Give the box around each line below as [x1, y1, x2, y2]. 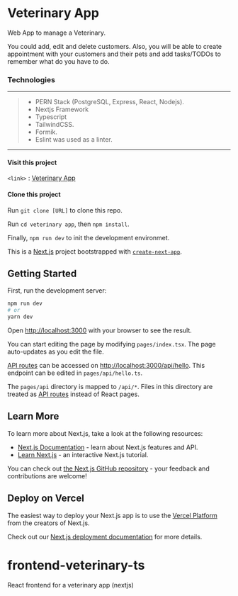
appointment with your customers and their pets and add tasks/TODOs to [7, 50, 222, 58]
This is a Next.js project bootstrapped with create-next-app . [7, 247, 183, 256]
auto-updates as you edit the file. [7, 347, 104, 356]
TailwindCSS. [35, 120, 74, 129]
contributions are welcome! [7, 471, 87, 480]
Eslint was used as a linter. [35, 135, 113, 144]
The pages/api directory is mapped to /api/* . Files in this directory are [7, 383, 213, 391]
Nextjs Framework [35, 105, 89, 114]
